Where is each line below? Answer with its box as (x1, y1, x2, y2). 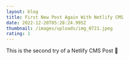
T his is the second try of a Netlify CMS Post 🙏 (6, 47, 118, 54)
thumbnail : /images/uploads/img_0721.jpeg (6, 25, 113, 31)
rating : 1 (6, 31, 31, 37)
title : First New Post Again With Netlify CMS (6, 14, 124, 20)
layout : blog (6, 8, 39, 15)
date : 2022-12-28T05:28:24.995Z (6, 20, 86, 26)
